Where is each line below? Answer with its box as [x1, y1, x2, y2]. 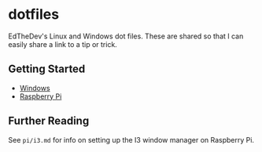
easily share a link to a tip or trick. [8, 39, 118, 49]
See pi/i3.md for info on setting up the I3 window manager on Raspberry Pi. [8, 135, 254, 144]
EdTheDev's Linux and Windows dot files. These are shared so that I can [8, 31, 244, 41]
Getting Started [8, 63, 86, 76]
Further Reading [8, 114, 90, 128]
